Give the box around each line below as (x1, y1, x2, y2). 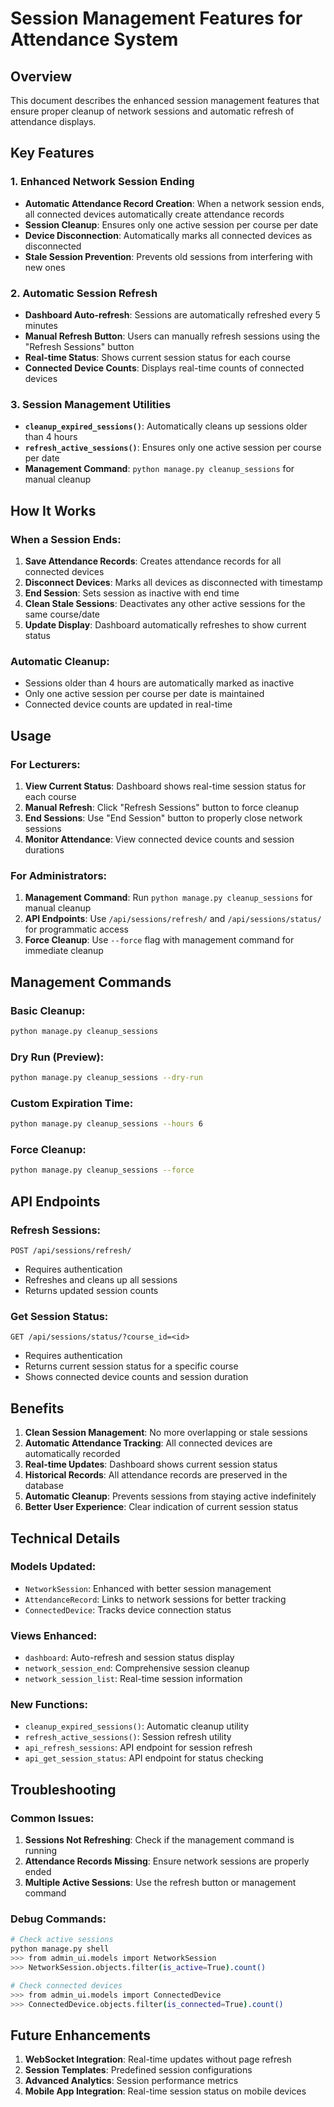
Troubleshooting (10, 1781, 117, 1798)
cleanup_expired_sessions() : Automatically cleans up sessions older (24, 420, 308, 432)
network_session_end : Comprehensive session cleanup (24, 1662, 250, 1674)
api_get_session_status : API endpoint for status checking (24, 1752, 264, 1764)
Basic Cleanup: (10, 1003, 86, 1017)
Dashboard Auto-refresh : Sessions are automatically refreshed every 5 (24, 308, 321, 321)
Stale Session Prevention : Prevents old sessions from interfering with (24, 250, 313, 262)
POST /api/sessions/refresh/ (10, 1246, 132, 1256)
